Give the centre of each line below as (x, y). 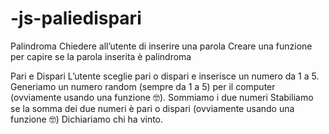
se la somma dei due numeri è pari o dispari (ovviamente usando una (152, 108)
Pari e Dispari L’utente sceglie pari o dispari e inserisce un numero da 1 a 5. (165, 76)
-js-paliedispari (76, 18)
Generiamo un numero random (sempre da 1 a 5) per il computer (143, 86)
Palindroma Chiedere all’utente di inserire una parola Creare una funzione (161, 46)
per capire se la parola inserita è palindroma (101, 56)
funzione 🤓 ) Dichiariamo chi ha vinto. (87, 119)
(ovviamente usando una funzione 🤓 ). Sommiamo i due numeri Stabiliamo (162, 97)
